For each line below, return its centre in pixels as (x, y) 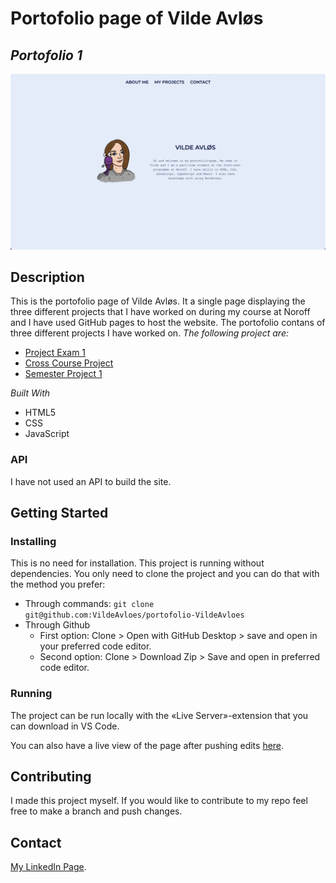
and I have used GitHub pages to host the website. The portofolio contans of (168, 323)
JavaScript (47, 434)
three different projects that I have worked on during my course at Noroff (160, 312)
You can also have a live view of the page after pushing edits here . (147, 745)
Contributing (51, 777)
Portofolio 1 (46, 55)
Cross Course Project (69, 363)
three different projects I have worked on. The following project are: (149, 333)
